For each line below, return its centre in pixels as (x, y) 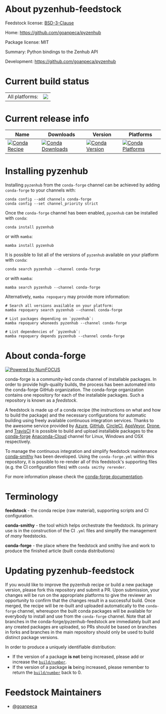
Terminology (32, 496)
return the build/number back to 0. (47, 672)
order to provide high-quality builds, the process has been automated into (80, 384)
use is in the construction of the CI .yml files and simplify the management (81, 530)
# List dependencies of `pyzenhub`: (43, 332)
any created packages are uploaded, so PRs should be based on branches (81, 627)
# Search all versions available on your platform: (59, 306)
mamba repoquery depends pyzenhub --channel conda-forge (65, 336)
